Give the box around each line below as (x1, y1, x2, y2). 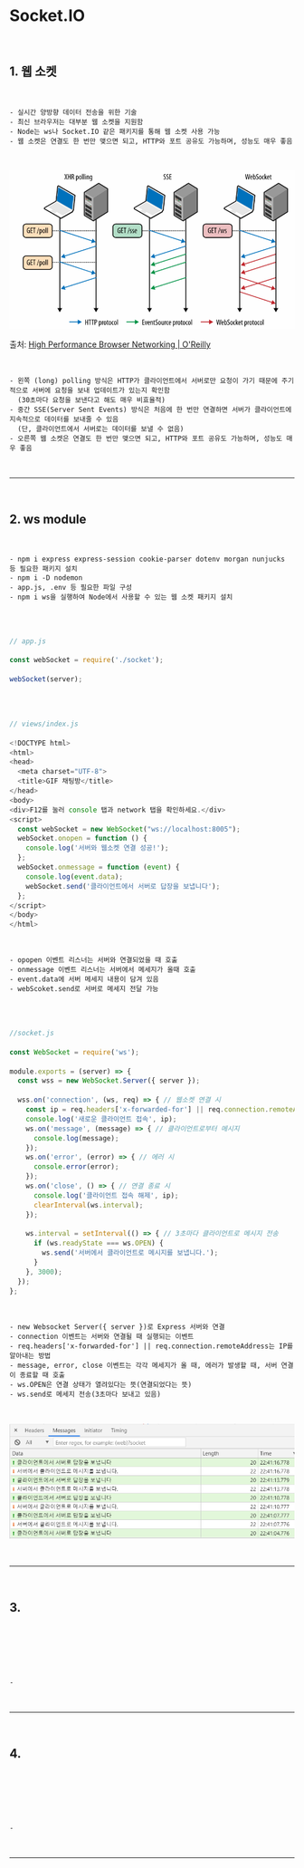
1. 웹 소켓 (9, 64, 57, 80)
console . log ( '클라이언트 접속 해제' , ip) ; (33, 1190, 179, 1200)
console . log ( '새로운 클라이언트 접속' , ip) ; (25, 1114, 177, 1123)
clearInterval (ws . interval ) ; (33, 1200, 144, 1209)
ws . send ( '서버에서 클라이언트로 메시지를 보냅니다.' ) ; (42, 1248, 219, 1257)
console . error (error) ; (33, 1162, 119, 1171)
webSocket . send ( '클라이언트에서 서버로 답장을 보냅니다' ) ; (25, 881, 221, 891)
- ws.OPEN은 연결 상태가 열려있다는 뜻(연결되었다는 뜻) (9, 1380, 193, 1389)
